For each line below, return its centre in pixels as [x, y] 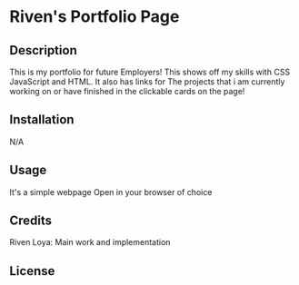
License [32, 271]
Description [43, 50]
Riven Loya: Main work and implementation [90, 242]
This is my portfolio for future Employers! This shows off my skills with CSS [150, 72]
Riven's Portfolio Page [95, 17]
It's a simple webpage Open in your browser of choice [111, 192]
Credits [31, 221]
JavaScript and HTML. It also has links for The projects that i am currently [147, 82]
